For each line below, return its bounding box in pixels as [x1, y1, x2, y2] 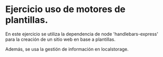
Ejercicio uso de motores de [5, 4, 126, 15]
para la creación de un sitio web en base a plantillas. [5, 36, 116, 42]
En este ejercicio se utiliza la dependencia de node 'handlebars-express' [5, 31, 158, 37]
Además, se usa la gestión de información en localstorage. [5, 46, 129, 52]
